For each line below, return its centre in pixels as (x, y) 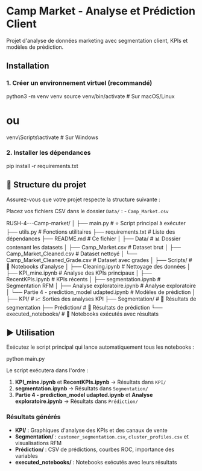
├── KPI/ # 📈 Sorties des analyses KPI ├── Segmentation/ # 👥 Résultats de (101, 299)
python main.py (26, 359)
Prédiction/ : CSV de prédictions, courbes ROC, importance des (95, 449)
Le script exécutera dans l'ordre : (47, 370)
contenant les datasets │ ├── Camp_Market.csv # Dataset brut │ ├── (94, 247)
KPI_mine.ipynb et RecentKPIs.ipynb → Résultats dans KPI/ (90, 382)
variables (26, 455)
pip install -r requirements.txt (42, 166)
